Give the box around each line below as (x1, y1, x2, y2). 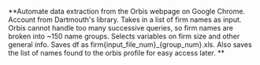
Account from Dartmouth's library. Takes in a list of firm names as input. (8, 15, 242, 24)
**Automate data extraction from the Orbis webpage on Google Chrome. (8, 7, 246, 16)
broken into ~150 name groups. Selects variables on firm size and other (8, 31, 240, 41)
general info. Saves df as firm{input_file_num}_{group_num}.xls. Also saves (8, 40, 252, 49)
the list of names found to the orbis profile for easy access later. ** (8, 49, 225, 57)
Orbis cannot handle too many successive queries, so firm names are (8, 23, 234, 32)
